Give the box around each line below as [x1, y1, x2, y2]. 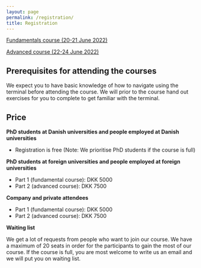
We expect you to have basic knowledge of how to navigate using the [6, 82, 179, 89]
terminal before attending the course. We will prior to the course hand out [6, 88, 188, 95]
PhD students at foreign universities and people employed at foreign [6, 158, 181, 165]
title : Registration [6, 20, 58, 26]
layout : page [6, 8, 39, 15]
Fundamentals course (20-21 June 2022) [6, 37, 108, 44]
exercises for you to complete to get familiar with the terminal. [6, 95, 160, 102]
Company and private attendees [6, 194, 88, 201]
